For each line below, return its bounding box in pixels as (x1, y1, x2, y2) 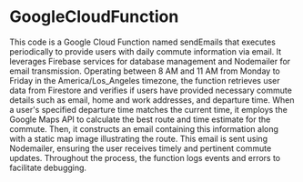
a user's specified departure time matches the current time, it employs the (9, 104, 288, 115)
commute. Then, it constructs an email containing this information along (9, 123, 279, 134)
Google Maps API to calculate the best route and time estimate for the (9, 114, 271, 125)
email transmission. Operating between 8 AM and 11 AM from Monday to (9, 66, 280, 76)
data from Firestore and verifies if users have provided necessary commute (9, 85, 293, 96)
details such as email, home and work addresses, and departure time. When (9, 94, 295, 106)
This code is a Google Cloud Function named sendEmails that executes (9, 36, 276, 47)
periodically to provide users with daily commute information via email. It (9, 45, 282, 56)
